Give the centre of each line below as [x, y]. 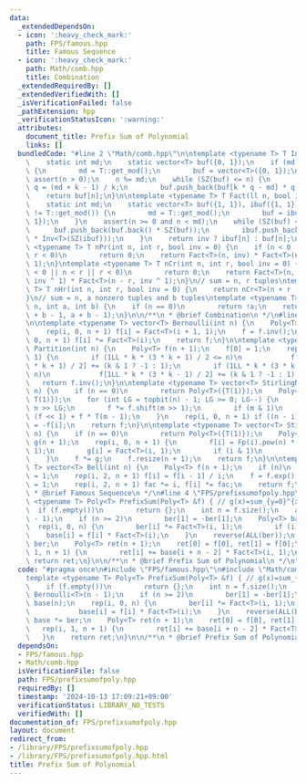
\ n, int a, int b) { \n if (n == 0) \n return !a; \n [146, 307]
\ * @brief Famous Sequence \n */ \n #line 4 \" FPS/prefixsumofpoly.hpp [161, 493]
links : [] [45, 145]
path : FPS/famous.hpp [66, 43]
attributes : [41, 129]
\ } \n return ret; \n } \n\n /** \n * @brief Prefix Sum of [142, 637]
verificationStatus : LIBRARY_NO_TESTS [92, 705]
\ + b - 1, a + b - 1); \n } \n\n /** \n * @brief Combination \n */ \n [153, 315]
